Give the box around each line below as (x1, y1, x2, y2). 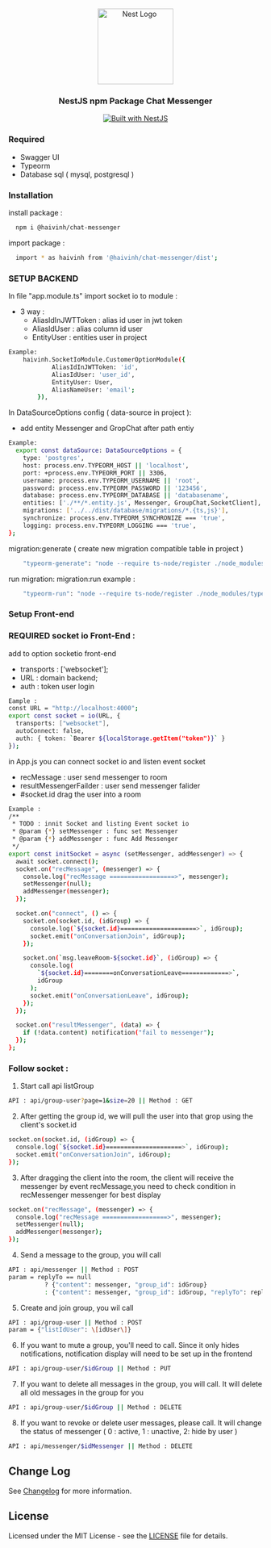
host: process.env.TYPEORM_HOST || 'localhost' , (23, 461, 190, 470)
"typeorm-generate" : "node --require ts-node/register (23, 559, 211, 567)
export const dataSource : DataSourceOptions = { (15, 446, 182, 455)
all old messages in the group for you (19, 1388, 144, 1398)
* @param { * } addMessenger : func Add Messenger (11, 835, 179, 843)
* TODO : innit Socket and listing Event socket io (11, 820, 190, 828)
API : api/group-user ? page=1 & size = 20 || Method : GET (8, 1097, 194, 1105)
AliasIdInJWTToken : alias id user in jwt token (31, 316, 183, 325)
